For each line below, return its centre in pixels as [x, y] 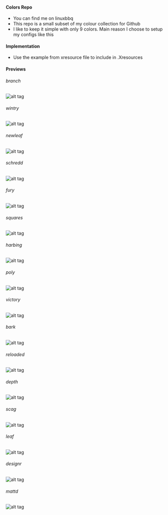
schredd [14, 163]
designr [14, 464]
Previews [16, 69]
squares [14, 217]
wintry [12, 108]
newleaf [14, 135]
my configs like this [33, 35]
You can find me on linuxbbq [43, 18]
